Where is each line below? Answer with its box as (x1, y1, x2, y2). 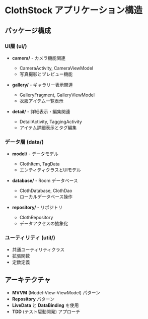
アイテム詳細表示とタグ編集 (19, 124, 77, 131)
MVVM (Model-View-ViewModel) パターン (12, 290, 101, 296)
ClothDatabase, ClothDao (19, 187, 72, 194)
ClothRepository (19, 215, 53, 221)
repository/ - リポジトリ (12, 205, 63, 211)
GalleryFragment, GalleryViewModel (19, 92, 95, 98)
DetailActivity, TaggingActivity (19, 118, 83, 124)
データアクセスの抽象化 (19, 220, 68, 227)
